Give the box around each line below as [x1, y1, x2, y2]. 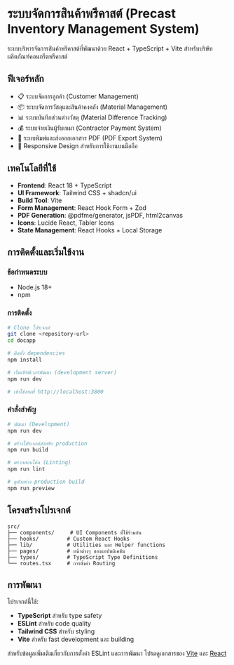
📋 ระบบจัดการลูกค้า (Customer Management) [17, 92, 139, 100]
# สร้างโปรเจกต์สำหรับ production [7, 440, 88, 447]
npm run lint [7, 466, 46, 473]
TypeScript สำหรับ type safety [17, 612, 102, 620]
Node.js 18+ [17, 283, 53, 291]
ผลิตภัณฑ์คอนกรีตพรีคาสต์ [7, 52, 68, 60]
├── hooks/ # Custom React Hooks [7, 535, 130, 542]
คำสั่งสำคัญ [7, 404, 36, 414]
